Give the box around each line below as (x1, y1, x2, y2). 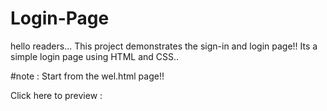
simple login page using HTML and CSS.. (10, 50, 180, 62)
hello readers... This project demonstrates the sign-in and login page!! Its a (10, 40, 318, 52)
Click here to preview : (10, 89, 103, 101)
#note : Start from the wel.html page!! (10, 70, 165, 82)
